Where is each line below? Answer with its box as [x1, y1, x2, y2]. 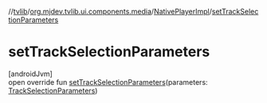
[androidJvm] [8, 69, 53, 78]
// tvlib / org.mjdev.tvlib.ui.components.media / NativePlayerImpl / [8, 7, 213, 16]
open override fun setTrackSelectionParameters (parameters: [8, 77, 209, 86]
